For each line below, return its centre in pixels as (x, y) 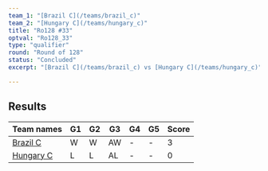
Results (28, 107)
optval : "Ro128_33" (41, 38)
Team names (37, 129)
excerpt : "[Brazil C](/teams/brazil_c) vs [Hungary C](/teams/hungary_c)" (135, 68)
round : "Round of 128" (46, 52)
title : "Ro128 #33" (41, 30)
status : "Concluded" (43, 60)
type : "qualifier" (39, 45)
